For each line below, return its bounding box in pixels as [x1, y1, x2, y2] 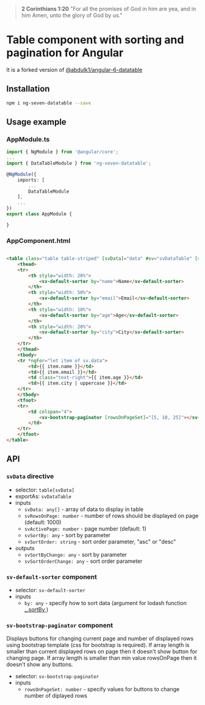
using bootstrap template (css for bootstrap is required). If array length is [6, 642, 190, 649]
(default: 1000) [24, 518, 62, 526]
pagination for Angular [6, 46, 124, 60]
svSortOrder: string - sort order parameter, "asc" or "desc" [24, 538, 176, 545]
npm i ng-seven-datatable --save [6, 100, 92, 106]
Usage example [6, 117, 67, 127]
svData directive [6, 472, 54, 481]
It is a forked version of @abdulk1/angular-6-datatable [6, 66, 143, 73]
